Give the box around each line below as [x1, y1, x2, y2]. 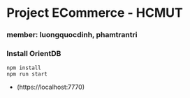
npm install [6, 64, 41, 71]
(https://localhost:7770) [16, 83, 85, 92]
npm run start [6, 71, 48, 78]
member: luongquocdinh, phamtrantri [6, 30, 138, 40]
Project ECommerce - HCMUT [6, 5, 183, 21]
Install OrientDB [6, 49, 61, 59]
